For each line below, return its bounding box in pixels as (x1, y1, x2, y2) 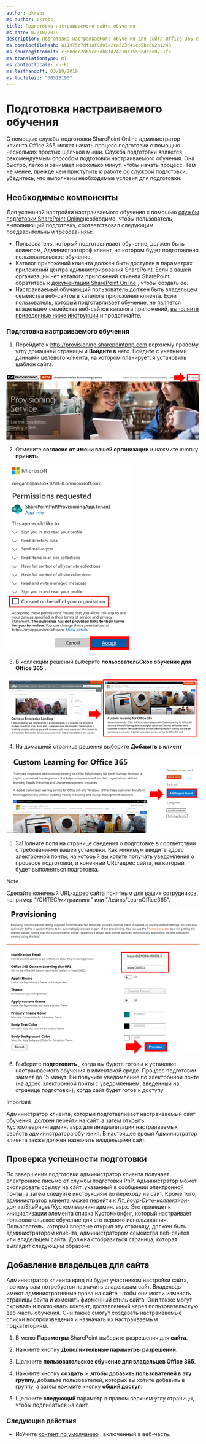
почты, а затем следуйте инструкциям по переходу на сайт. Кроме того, (6, 1190, 197, 1197)
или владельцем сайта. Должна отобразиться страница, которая (6, 1235, 178, 1243)
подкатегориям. (6, 1322, 48, 1329)
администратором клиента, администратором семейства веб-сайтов (6, 1229, 190, 1236)
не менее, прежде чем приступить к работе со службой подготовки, (6, 168, 188, 175)
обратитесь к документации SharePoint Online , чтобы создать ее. (15, 279, 189, 287)
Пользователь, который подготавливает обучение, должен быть (15, 240, 185, 248)
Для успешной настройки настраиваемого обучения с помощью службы (6, 209, 199, 216)
